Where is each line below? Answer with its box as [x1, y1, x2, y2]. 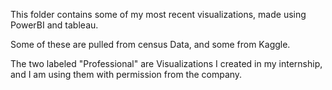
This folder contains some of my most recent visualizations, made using [10, 9, 307, 20]
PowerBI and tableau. [10, 19, 99, 31]
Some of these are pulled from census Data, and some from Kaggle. [10, 39, 291, 50]
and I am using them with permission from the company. [10, 69, 243, 80]
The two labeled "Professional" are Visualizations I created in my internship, [10, 58, 323, 69]
